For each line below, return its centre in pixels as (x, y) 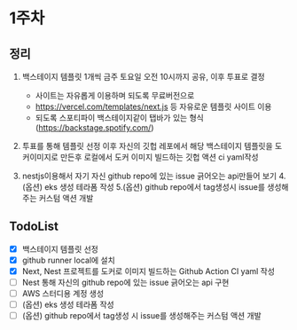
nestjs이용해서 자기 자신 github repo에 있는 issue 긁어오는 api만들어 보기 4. (154, 176)
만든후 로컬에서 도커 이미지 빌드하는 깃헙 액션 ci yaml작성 (160, 157)
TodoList (34, 227)
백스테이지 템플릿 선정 (60, 248)
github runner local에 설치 (68, 260)
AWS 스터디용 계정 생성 (63, 294)
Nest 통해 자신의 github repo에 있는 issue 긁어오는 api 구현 (125, 282)
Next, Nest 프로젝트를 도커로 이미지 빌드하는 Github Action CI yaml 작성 (148, 271)
